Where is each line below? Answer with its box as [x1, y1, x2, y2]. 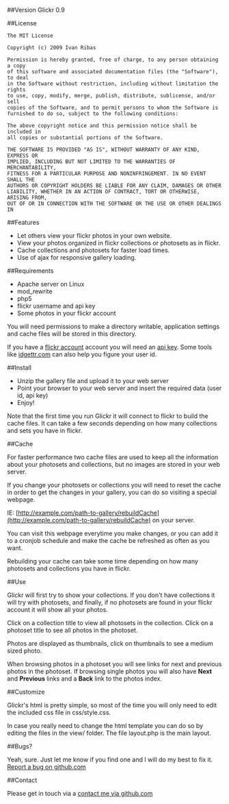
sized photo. [7, 647, 42, 655]
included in [7, 128, 41, 135]
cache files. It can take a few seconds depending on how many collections [7, 419, 217, 427]
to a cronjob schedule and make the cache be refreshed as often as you [7, 537, 210, 544]
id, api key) [16, 391, 49, 400]
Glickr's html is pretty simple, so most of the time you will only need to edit [7, 701, 217, 709]
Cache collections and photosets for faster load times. [16, 246, 170, 254]
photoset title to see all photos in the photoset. [7, 626, 138, 634]
